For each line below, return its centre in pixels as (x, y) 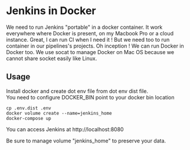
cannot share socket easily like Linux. (52, 58)
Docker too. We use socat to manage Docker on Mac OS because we (90, 52)
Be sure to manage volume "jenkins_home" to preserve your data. (86, 141)
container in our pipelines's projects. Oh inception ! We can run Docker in (95, 46)
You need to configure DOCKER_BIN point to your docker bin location (90, 97)
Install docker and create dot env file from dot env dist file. (77, 91)
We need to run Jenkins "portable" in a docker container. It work (84, 27)
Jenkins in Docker (51, 11)
